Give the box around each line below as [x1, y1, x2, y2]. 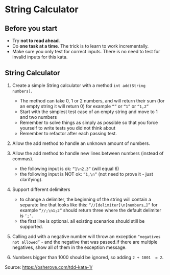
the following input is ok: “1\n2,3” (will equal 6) [19, 165, 119, 172]
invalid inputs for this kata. [12, 54, 68, 60]
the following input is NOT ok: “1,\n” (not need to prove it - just [19, 171, 154, 177]
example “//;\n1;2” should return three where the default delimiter [19, 207, 161, 213]
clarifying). [19, 176, 43, 182]
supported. [19, 223, 43, 229]
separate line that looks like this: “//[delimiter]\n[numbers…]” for [19, 201, 158, 208]
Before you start [5, 24, 58, 33]
